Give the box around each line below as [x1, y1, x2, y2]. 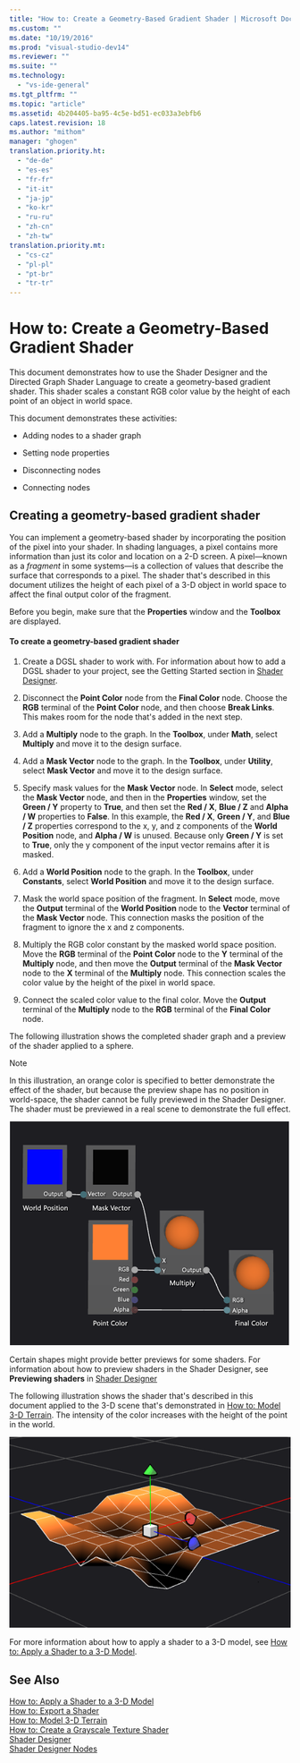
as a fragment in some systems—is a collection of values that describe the [9, 560, 284, 571]
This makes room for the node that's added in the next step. [21, 711, 243, 722]
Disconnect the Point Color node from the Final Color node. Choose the [21, 693, 287, 703]
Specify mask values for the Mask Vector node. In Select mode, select [21, 783, 284, 794]
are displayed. [9, 616, 62, 626]
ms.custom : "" [9, 23, 62, 33]
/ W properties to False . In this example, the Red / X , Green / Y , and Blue [21, 811, 290, 822]
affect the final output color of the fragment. [9, 589, 171, 600]
